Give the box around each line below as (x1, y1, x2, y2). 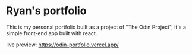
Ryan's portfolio (6, 4, 87, 18)
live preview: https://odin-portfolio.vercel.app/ (6, 41, 119, 48)
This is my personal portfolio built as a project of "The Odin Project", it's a (6, 23, 186, 31)
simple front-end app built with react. (6, 29, 97, 36)
